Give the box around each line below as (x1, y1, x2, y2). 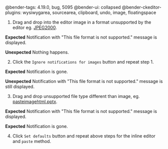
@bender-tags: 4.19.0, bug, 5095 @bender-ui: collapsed (5, 4, 121, 10)
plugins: (5, 9, 21, 15)
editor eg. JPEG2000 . (12, 24, 57, 30)
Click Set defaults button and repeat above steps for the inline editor (12, 133, 156, 139)
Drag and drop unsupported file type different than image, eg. (12, 93, 140, 99)
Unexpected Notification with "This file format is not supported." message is (5, 78, 163, 84)
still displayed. (5, 83, 35, 89)
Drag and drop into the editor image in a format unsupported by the (12, 19, 151, 25)
